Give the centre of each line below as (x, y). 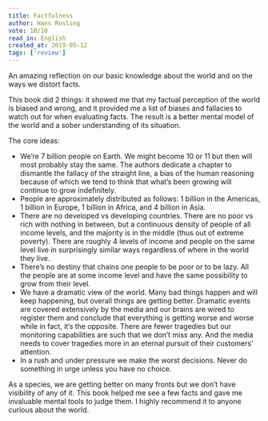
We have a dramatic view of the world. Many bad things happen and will (139, 292)
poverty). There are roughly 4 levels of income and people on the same (137, 241)
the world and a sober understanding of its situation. (95, 125)
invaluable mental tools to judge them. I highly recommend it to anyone (125, 401)
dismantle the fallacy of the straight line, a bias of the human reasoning (137, 173)
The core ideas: (34, 140)
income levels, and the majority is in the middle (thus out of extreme (132, 233)
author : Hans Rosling (44, 23)
